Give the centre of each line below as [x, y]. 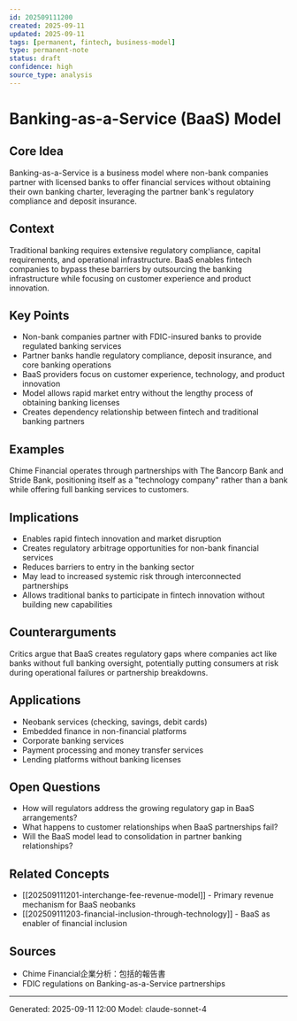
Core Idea [36, 151]
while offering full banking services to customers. [99, 490]
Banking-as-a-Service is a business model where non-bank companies [139, 173]
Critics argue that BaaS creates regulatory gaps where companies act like [143, 654]
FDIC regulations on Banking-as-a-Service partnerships [123, 984]
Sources [33, 951]
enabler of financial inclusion [75, 924]
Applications [45, 700]
